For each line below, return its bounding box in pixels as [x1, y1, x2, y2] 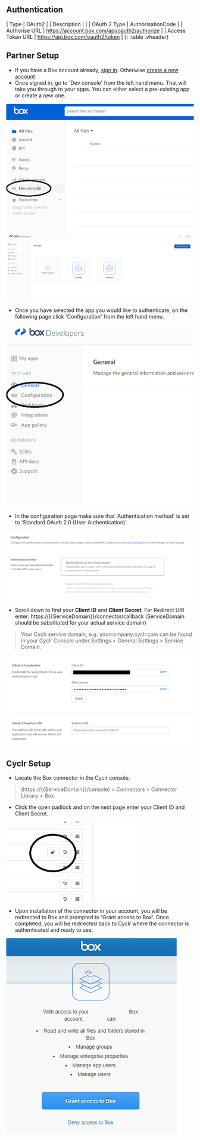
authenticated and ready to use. [14, 926, 93, 934]
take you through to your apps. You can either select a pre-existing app [14, 85, 190, 92]
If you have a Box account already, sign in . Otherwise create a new [14, 66, 179, 73]
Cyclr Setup [6, 758, 51, 768]
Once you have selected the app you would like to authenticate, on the [14, 307, 188, 314]
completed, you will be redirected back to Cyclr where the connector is [14, 920, 189, 927]
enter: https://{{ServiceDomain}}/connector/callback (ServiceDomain [14, 613, 185, 620]
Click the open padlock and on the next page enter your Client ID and [14, 804, 185, 811]
